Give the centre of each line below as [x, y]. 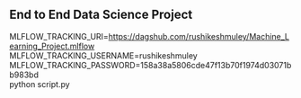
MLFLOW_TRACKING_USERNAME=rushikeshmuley [103, 55]
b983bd [24, 75]
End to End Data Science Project [101, 15]
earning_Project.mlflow [52, 46]
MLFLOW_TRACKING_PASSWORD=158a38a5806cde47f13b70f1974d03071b [150, 65]
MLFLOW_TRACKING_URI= [59, 36]
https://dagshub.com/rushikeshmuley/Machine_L [199, 36]
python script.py [40, 84]
